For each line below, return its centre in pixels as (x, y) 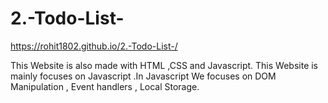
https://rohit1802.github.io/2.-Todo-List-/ (94, 46)
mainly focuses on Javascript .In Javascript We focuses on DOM (143, 76)
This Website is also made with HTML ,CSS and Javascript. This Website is (164, 65)
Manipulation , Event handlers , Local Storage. (105, 86)
